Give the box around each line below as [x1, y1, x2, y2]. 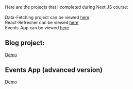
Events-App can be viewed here [5, 25, 69, 31]
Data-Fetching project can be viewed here [5, 15, 90, 20]
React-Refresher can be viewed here [5, 19, 79, 25]
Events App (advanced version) [5, 66, 103, 74]
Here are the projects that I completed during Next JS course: [5, 4, 129, 10]
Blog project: [5, 39, 45, 47]
